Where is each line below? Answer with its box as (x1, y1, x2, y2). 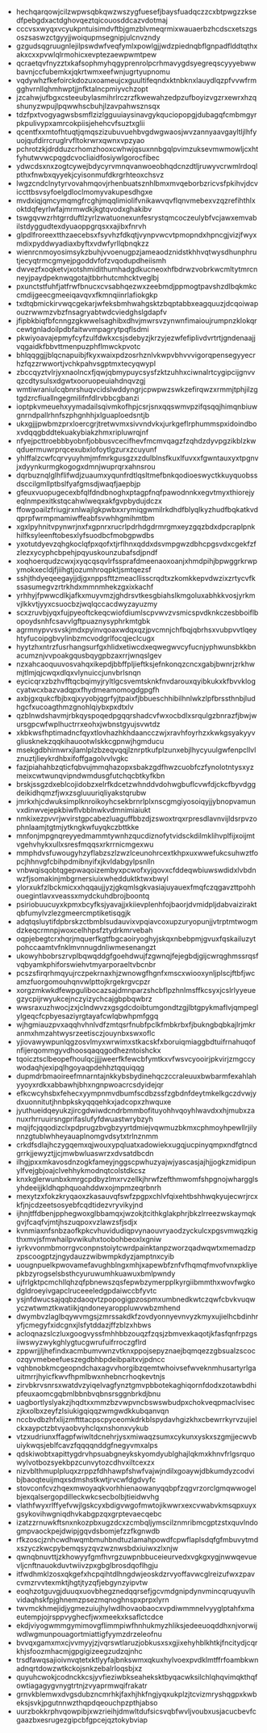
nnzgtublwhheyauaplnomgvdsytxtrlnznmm (15, 1131, 159, 1141)
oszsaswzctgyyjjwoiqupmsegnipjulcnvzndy (15, 32, 161, 42)
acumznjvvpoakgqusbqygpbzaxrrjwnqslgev (15, 650, 162, 660)
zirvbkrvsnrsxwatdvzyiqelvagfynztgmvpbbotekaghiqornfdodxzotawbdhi (15, 1381, 257, 1390)
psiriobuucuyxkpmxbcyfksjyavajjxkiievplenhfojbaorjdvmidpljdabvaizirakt (15, 900, 257, 909)
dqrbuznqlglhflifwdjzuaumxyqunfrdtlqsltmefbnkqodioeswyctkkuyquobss (15, 470, 258, 480)
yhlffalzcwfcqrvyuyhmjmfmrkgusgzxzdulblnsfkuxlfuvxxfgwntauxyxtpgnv (15, 453, 259, 463)
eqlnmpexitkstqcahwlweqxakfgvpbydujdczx (15, 496, 163, 506)
